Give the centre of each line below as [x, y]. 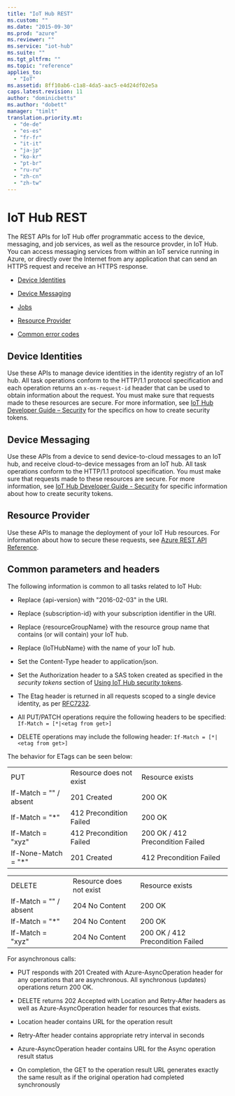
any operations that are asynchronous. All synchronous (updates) [112, 979]
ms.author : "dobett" [37, 105]
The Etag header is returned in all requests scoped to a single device [116, 696]
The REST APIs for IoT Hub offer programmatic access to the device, [106, 237]
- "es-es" [28, 131]
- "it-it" [28, 144]
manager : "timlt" [33, 111]
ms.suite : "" [26, 53]
